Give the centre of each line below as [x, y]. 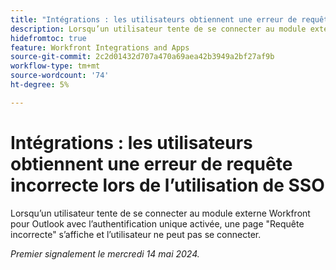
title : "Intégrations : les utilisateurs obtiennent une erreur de [154, 19]
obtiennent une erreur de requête [151, 163]
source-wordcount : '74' [60, 76]
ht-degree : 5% [40, 85]
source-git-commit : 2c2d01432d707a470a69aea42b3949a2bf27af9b [142, 57]
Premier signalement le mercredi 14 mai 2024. [105, 253]
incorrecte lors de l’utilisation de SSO [167, 185]
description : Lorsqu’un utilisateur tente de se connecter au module [158, 29]
